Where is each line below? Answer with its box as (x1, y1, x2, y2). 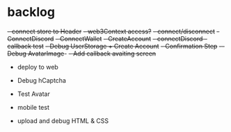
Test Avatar (17, 90, 50, 98)
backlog (7, 4, 56, 20)
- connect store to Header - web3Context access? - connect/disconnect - (7, 27, 220, 35)
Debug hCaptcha (17, 76, 66, 84)
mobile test (17, 103, 50, 111)
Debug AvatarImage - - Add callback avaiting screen (7, 49, 157, 58)
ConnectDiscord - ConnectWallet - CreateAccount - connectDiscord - (7, 34, 207, 42)
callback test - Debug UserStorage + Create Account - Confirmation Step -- (7, 42, 225, 50)
